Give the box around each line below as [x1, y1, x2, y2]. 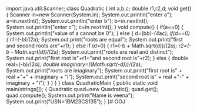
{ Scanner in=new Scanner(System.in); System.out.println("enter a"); [6, 11, 173, 18]
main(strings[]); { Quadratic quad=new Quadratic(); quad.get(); [6, 86, 159, 92]
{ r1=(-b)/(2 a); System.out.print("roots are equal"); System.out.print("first [6, 36, 183, 43]
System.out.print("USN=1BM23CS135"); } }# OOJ [6, 98, 125, 105]
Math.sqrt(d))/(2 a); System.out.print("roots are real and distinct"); [14, 48, 173, 55]
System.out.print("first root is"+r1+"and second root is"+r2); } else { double [6, 55, 189, 61]
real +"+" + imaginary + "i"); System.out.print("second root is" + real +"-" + [6, 73, 189, 80]
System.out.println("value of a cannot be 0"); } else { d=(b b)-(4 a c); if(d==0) [6, 30, 190, 37]
